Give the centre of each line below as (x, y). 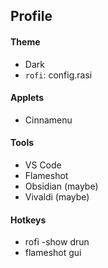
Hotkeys (28, 220)
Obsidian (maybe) (61, 186)
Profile (31, 16)
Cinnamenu (48, 120)
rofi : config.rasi (58, 75)
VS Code (43, 165)
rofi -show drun (57, 242)
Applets (27, 98)
